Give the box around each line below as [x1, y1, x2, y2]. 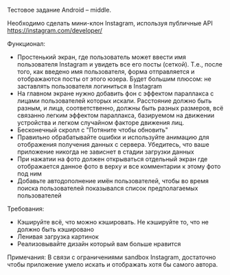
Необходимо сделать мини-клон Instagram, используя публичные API [7, 19, 213, 27]
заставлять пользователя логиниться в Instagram [16, 82, 163, 90]
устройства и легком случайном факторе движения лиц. [16, 119, 184, 126]
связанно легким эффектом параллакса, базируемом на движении [16, 111, 215, 119]
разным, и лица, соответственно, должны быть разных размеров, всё [16, 104, 224, 112]
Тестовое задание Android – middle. [7, 6, 112, 14]
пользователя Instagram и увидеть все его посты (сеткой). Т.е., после [16, 60, 223, 68]
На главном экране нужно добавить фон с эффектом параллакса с [16, 89, 214, 97]
